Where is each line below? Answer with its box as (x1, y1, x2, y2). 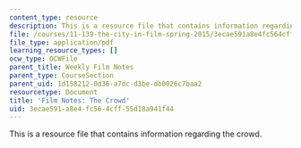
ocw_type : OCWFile (9, 54, 78, 63)
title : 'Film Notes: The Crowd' (9, 95, 130, 105)
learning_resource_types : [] (9, 46, 118, 55)
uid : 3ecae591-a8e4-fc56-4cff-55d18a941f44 (9, 104, 175, 113)
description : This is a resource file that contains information (9, 21, 258, 30)
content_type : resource (9, 12, 99, 22)
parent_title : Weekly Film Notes (9, 63, 134, 72)
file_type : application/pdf (9, 37, 115, 47)
